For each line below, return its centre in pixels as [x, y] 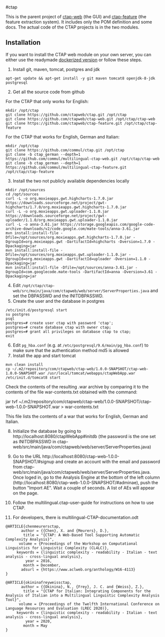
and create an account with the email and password [108, 461]
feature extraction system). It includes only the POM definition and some [79, 22]
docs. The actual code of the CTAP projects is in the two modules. [72, 27]
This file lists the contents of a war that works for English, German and [77, 416]
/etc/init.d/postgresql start [37, 310]
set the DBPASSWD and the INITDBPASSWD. [58, 296]
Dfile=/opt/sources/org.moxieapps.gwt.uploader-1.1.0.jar [66, 254]
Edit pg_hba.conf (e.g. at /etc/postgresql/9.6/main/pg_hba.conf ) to [81, 345]
